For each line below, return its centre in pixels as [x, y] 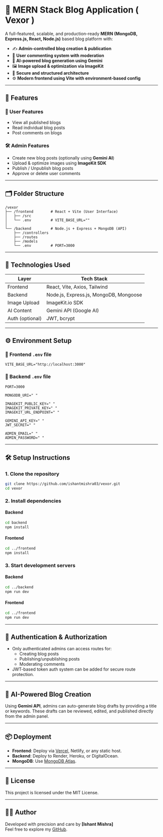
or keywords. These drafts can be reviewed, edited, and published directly [79, 711]
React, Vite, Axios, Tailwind [77, 287]
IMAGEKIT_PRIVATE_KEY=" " [31, 408]
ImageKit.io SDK [65, 303]
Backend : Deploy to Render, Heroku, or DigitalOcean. [65, 756]
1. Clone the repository [32, 474]
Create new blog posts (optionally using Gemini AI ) [63, 158]
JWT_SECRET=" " [20, 425]
